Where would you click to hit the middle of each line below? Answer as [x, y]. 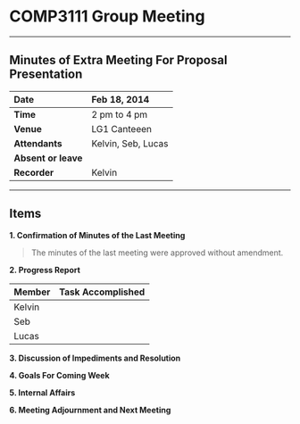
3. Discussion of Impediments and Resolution [95, 358]
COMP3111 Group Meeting [107, 17]
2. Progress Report [45, 270]
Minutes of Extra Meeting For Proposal [118, 60]
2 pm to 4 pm [120, 114]
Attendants [38, 143]
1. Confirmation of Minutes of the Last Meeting [97, 235]
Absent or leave [48, 158]
